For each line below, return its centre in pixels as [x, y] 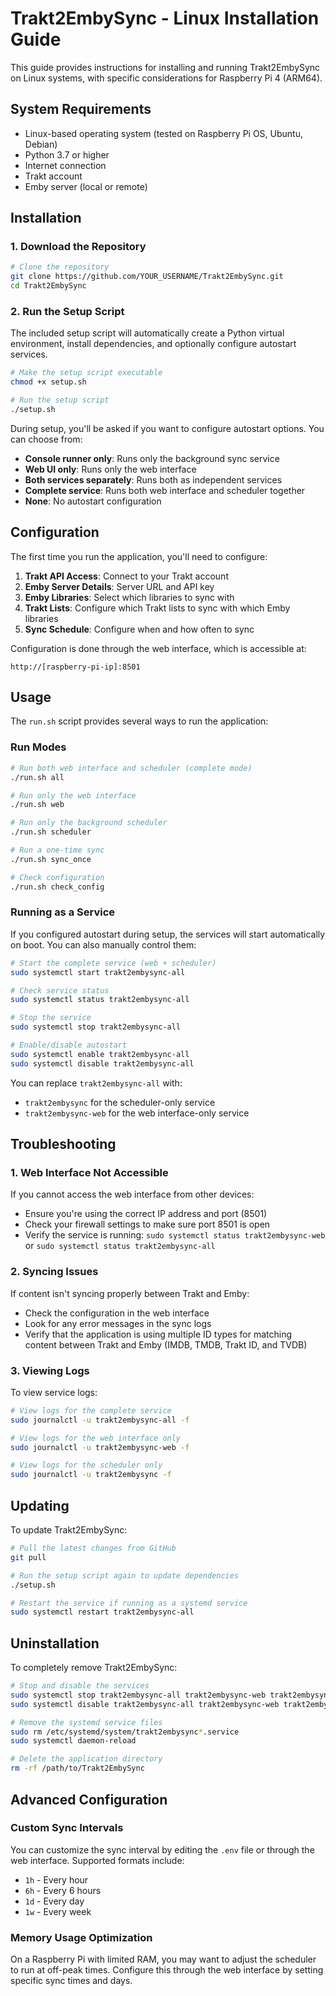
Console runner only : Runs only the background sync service [152, 458]
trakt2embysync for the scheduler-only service [120, 1102]
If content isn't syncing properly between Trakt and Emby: [130, 1293]
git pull [28, 1557]
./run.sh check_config [57, 887]
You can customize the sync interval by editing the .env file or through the [162, 1849]
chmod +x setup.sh [48, 382]
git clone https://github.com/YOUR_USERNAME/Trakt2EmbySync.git [147, 277]
